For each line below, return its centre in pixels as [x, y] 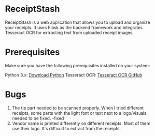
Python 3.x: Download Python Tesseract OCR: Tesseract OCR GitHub [74, 75]
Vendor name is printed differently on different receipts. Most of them [81, 123]
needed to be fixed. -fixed [38, 118]
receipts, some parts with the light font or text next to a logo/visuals [79, 113]
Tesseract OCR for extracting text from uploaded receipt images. [70, 32]
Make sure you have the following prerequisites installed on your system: [77, 65]
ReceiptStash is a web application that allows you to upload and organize [78, 22]
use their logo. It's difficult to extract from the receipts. [66, 128]
